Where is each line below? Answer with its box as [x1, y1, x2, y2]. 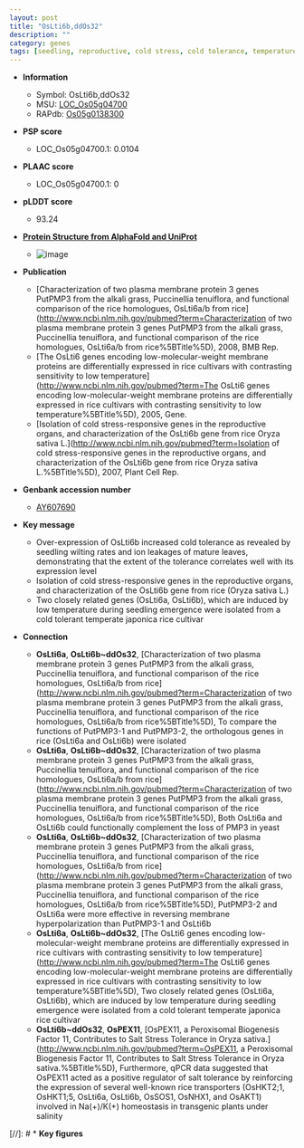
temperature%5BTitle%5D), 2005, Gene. [35, 409, 187, 420]
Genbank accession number [22, 484, 131, 495]
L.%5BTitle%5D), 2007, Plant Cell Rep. [35, 467, 179, 478]
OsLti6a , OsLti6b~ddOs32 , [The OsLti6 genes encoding [35, 928, 247, 939]
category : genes [9, 38, 71, 48]
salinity [35, 1111, 63, 1122]
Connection [22, 631, 68, 643]
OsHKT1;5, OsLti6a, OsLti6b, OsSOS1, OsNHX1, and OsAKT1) [35, 1092, 262, 1103]
